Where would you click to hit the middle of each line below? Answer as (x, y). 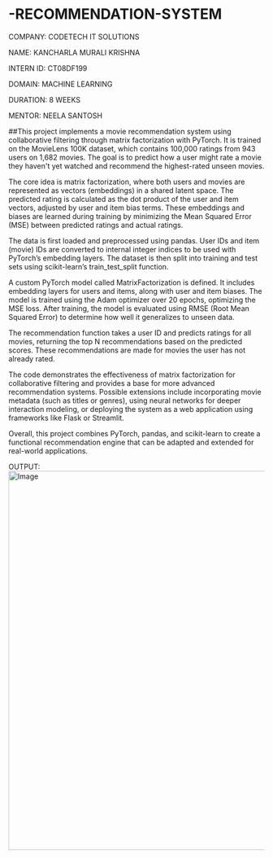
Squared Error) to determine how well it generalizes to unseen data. (121, 317)
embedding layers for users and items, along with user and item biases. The (135, 291)
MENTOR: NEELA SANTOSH (56, 116)
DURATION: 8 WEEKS (45, 99)
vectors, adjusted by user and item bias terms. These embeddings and (127, 208)
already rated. (32, 358)
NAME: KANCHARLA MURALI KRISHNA (74, 52)
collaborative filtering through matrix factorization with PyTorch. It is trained (135, 140)
